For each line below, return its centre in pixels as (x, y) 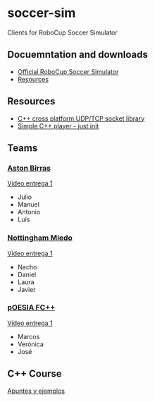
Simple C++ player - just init (58, 126)
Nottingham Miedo (40, 238)
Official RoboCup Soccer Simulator (68, 71)
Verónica (30, 344)
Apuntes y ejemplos (36, 391)
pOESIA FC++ (31, 307)
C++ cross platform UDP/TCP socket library (81, 118)
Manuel (29, 205)
